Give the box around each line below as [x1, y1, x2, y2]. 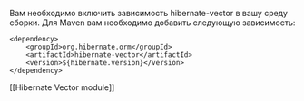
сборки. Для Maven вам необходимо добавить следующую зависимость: [9, 17, 296, 28]
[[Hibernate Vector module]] [9, 82, 115, 93]
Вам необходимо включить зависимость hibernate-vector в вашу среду [9, 8, 289, 18]
